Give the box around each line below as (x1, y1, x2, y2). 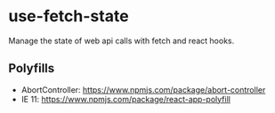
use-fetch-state (8, 6, 130, 26)
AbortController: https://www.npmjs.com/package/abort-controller (20, 84, 266, 94)
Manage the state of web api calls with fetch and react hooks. (8, 35, 235, 46)
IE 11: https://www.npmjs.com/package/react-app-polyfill (20, 94, 231, 104)
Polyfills (8, 61, 55, 76)
